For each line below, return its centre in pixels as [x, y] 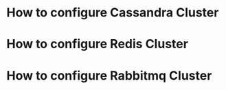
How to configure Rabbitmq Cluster [109, 75]
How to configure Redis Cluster [97, 44]
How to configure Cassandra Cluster [113, 13]
